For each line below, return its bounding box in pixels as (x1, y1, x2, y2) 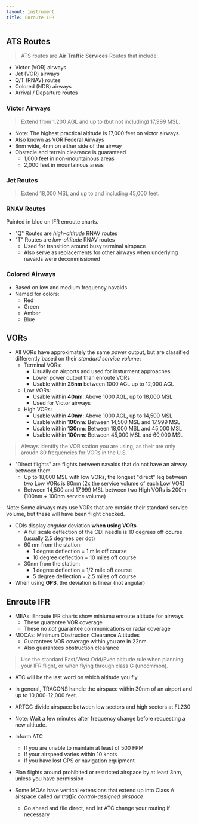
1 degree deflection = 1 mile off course (32, 548, 127, 555)
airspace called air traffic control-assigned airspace (14, 793, 144, 800)
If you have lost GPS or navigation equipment (23, 757, 135, 764)
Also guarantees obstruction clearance (23, 644, 119, 652)
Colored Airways (6, 270, 56, 279)
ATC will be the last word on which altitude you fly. (14, 674, 139, 681)
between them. (14, 467, 52, 474)
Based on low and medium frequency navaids (14, 283, 128, 291)
